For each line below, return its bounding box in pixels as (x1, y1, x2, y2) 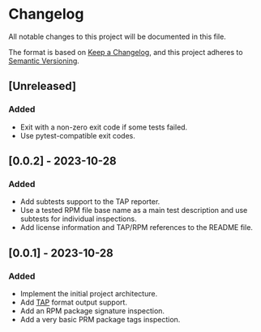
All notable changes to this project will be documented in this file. (8, 32, 227, 41)
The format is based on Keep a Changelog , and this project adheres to (8, 47, 243, 57)
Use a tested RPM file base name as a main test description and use (19, 206, 248, 215)
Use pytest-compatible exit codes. (19, 130, 136, 140)
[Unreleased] (8, 79, 77, 93)
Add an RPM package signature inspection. (19, 306, 165, 316)
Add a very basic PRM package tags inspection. (19, 315, 181, 324)
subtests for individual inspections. (19, 214, 137, 223)
